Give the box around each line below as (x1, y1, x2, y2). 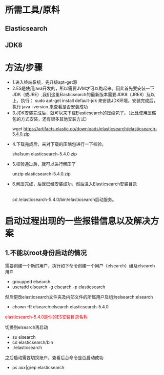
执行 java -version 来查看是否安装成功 (12, 103, 88, 109)
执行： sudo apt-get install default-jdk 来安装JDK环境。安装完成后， (20, 98, 158, 103)
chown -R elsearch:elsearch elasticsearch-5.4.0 (12, 303, 109, 309)
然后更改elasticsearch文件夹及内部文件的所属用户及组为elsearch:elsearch (5, 294, 153, 300)
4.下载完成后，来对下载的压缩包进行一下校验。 (12, 141, 106, 147)
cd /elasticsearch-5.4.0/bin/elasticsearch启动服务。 (12, 197, 117, 202)
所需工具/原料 (5, 4, 60, 16)
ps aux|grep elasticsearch (12, 364, 65, 370)
